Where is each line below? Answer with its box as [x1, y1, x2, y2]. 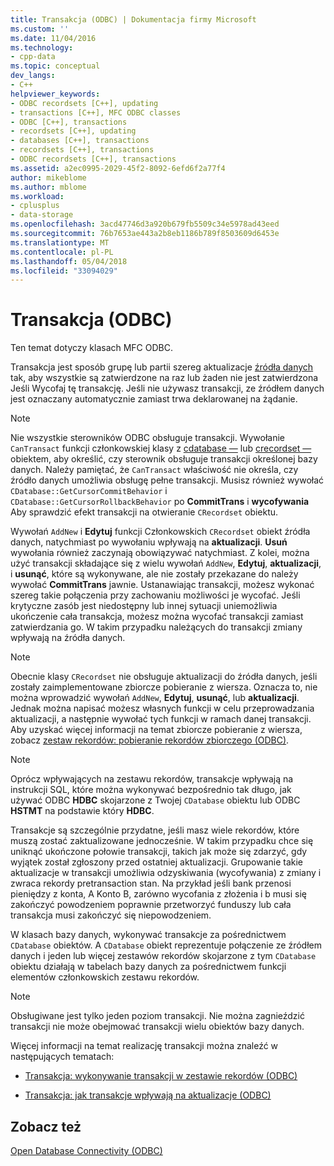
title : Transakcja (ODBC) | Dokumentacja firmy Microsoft [10, 14, 257, 25]
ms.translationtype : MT [10, 237, 110, 248]
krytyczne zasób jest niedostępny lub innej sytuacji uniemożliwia [10, 600, 278, 612]
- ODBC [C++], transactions [10, 117, 128, 127]
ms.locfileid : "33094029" [10, 266, 118, 276]
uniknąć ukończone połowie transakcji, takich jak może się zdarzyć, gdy [10, 846, 308, 858]
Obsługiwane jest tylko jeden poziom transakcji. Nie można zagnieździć [10, 1010, 305, 1022]
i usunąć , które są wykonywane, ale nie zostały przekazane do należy [10, 568, 299, 580]
